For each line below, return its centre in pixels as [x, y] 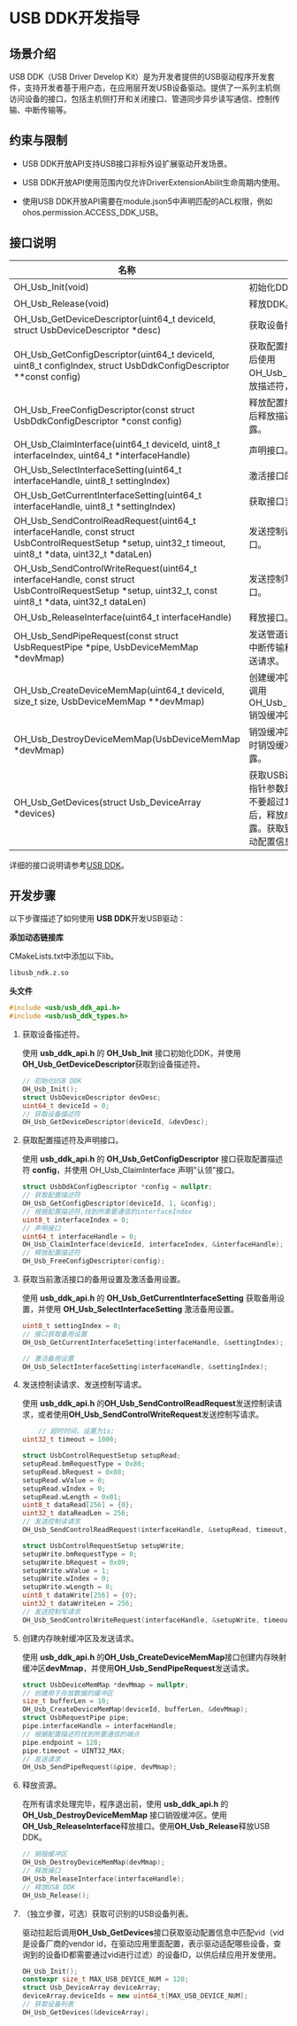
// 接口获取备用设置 [54, 1334]
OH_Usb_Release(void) [61, 303]
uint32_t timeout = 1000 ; [69, 1440]
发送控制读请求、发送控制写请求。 [84, 1385]
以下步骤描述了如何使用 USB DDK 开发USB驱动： [97, 919]
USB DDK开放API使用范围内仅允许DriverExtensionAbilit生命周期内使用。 [153, 182]
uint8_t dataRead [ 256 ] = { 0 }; [78, 1505]
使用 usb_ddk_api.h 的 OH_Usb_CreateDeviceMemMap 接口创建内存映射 [154, 1657]
